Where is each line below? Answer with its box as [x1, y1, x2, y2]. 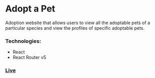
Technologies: [5, 37, 42, 44]
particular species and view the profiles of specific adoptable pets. [5, 25, 145, 31]
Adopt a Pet [5, 3, 56, 15]
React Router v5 [12, 54, 47, 60]
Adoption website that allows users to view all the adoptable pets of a [5, 20, 150, 26]
